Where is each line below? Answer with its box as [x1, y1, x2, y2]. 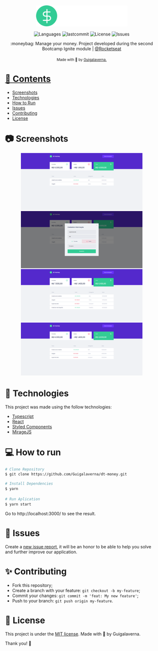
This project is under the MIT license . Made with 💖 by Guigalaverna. [5, 631, 141, 637]
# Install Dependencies [5, 481, 53, 486]
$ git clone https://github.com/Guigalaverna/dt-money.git [5, 472, 127, 477]
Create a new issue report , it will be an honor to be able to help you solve [5, 544, 152, 549]
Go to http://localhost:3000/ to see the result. [5, 510, 96, 516]
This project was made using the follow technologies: [5, 404, 112, 410]
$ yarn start [5, 502, 32, 507]
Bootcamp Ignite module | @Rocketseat [42, 46, 122, 52]
